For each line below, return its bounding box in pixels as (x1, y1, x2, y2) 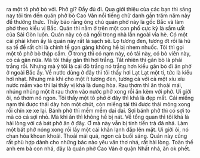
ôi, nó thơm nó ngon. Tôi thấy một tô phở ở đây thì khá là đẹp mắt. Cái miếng (6, 94, 194, 101)
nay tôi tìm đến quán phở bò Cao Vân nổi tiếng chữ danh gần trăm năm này (6, 12, 190, 19)
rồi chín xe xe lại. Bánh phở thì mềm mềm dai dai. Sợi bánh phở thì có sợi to (6, 107, 191, 114)
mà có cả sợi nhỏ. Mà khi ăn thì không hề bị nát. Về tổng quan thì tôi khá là (6, 113, 189, 120)
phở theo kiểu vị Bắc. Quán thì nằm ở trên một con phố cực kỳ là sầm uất (6, 24, 185, 32)
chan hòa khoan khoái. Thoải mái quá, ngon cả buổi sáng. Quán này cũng (6, 132, 187, 140)
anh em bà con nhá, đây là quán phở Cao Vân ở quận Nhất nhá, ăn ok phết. (6, 145, 191, 152)
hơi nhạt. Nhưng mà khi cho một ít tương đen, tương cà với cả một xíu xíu (6, 75, 185, 82)
